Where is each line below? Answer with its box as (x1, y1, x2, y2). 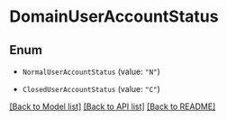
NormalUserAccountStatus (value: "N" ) (22, 66, 160, 77)
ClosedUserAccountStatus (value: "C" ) (22, 84, 160, 94)
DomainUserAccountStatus (9, 6, 219, 27)
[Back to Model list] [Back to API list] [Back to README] (9, 101, 216, 112)
